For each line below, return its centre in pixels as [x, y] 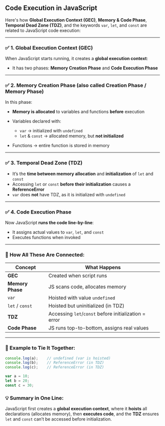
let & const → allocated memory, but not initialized [71, 136]
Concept [26, 268]
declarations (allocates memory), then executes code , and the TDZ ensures [82, 414]
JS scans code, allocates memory [87, 287]
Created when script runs [78, 276]
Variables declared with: [37, 121]
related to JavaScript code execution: [43, 30]
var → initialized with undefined [51, 131]
